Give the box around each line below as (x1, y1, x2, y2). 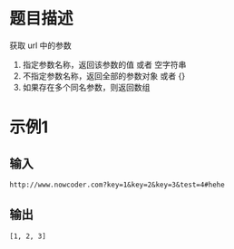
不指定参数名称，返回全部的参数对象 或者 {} (22, 70, 186, 81)
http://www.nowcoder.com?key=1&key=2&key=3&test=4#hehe (9, 180, 225, 189)
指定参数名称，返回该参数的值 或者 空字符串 (22, 59, 187, 70)
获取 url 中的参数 (9, 40, 73, 51)
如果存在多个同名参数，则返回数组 (22, 81, 151, 92)
